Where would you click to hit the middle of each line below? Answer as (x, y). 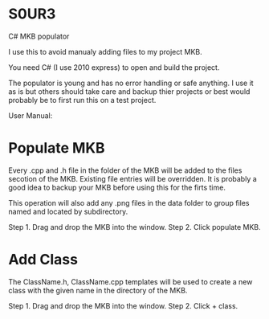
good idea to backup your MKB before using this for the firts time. (117, 187)
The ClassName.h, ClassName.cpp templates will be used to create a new (130, 281)
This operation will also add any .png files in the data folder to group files (129, 202)
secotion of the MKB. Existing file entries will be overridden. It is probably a (132, 178)
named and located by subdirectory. (68, 211)
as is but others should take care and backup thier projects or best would (129, 91)
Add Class (43, 260)
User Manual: (31, 115)
